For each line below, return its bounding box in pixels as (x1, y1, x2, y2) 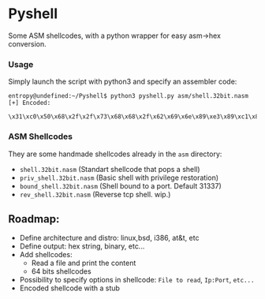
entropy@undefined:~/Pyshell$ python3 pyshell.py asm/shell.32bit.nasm (8, 92, 248, 100)
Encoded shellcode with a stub (19, 283, 121, 293)
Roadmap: (8, 212, 60, 226)
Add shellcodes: (19, 250, 73, 260)
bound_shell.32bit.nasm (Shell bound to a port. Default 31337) (19, 181, 222, 190)
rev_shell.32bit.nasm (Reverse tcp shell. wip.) (19, 189, 171, 199)
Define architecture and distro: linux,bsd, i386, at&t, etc (19, 234, 200, 243)
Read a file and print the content (31, 258, 136, 268)
